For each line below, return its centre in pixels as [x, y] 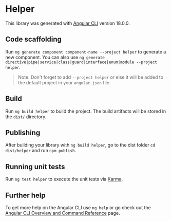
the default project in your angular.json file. [64, 82]
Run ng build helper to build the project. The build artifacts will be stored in [86, 111]
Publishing [23, 132]
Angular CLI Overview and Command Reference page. [63, 213]
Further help [26, 195]
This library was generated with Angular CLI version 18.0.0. [68, 23]
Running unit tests [35, 167]
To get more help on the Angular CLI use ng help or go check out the [78, 208]
